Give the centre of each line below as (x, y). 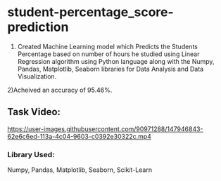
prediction (38, 27)
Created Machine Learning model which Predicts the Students (108, 46)
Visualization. (37, 76)
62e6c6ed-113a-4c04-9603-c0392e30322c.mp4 (79, 136)
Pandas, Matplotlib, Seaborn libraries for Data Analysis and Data (110, 69)
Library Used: (31, 154)
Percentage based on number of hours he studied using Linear (108, 54)
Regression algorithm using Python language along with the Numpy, (116, 61)
